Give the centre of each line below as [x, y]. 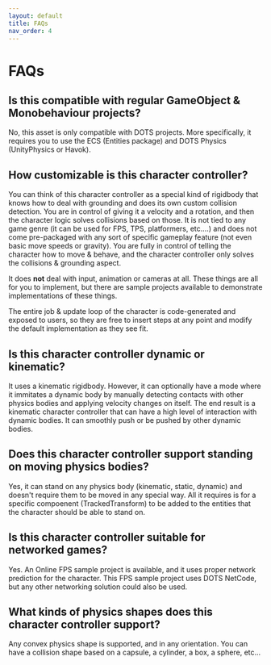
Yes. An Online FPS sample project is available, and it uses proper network [132, 569]
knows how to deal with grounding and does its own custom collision [123, 203]
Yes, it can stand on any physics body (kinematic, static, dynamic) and [125, 486]
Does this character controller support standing [131, 454]
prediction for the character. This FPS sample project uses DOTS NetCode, [132, 578]
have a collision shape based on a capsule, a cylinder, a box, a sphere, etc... [135, 652]
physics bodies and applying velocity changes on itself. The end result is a [132, 403]
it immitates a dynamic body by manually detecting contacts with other [126, 395]
